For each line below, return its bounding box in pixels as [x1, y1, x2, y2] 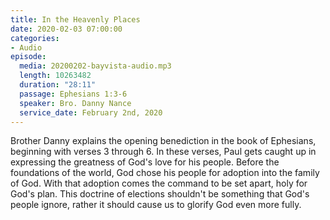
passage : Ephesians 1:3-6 [19, 89, 128, 99]
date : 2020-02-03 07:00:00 [10, 24, 123, 34]
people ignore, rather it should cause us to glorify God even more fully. [10, 199, 302, 211]
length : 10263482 [19, 71, 92, 81]
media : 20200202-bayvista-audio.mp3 [19, 61, 172, 71]
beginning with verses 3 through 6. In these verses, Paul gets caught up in [10, 146, 317, 158]
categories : [10, 33, 60, 43]
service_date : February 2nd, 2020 [19, 107, 163, 118]
